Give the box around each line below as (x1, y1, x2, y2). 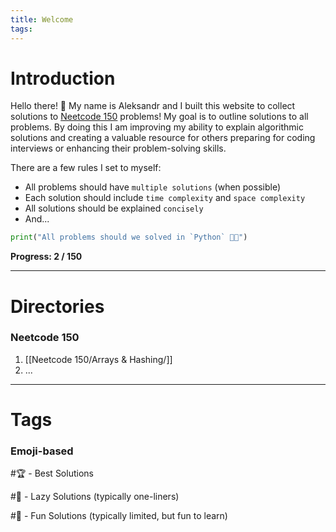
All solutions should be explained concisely (24, 202, 204, 215)
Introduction (10, 67, 116, 90)
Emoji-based (10, 444, 74, 458)
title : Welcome (10, 14, 74, 25)
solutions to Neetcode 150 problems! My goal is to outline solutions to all (10, 111, 309, 123)
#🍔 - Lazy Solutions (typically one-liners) (10, 491, 180, 503)
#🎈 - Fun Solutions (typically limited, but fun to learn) (10, 510, 228, 522)
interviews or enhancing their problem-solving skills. (10, 142, 227, 155)
